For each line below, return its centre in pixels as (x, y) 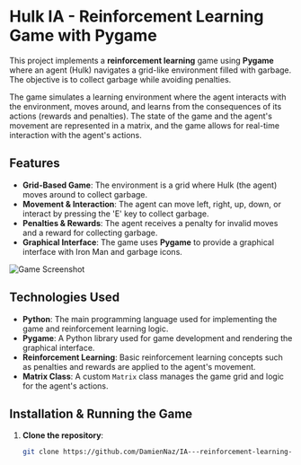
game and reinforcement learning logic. (95, 329)
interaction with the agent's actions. (75, 135)
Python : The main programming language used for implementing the (150, 319)
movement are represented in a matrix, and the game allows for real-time (145, 125)
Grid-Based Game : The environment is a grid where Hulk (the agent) (150, 185)
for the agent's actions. (66, 386)
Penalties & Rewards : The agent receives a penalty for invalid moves (150, 223)
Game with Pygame (83, 35)
